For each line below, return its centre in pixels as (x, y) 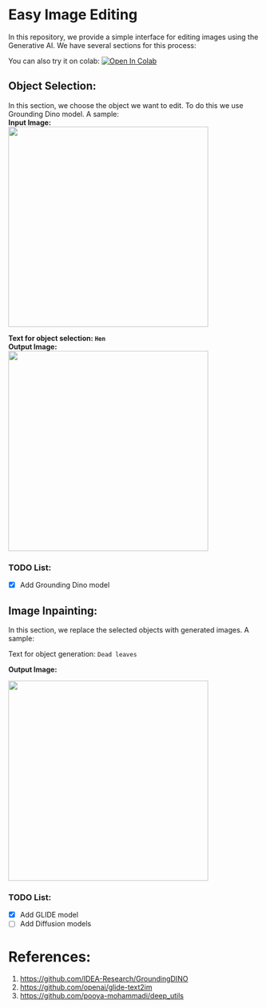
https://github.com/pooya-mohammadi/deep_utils (102, 996)
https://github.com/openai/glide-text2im (86, 987)
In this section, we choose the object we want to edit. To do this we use (126, 105)
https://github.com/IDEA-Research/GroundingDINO (104, 979)
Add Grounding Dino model (65, 585)
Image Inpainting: (53, 610)
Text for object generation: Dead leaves (73, 653)
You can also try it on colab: (54, 61)
